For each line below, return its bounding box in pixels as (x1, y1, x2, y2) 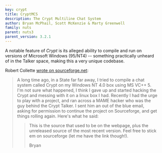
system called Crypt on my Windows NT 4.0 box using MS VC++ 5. (17, 82, 152, 88)
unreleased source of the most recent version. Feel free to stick (29, 128, 157, 134)
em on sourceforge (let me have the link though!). (29, 133, 129, 139)
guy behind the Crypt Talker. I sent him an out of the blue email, (17, 103, 144, 109)
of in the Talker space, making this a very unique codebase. (5, 58, 125, 64)
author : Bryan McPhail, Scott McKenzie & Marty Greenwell (5, 20, 125, 26)
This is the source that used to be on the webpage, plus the (29, 122, 148, 128)
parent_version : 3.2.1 (5, 35, 51, 39)
